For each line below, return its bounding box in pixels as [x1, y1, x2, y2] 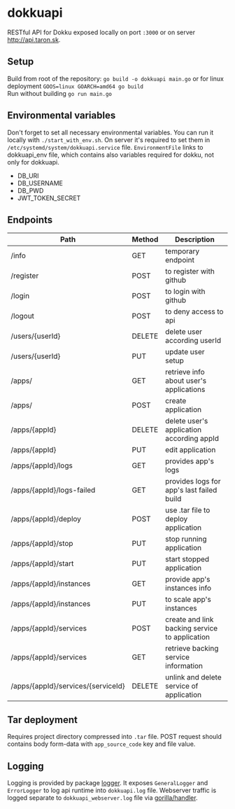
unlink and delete [165, 673, 222, 682]
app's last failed [165, 485, 218, 495]
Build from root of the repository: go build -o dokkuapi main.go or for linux [7, 74, 224, 83]
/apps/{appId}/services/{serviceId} [10, 681, 126, 691]
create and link [165, 614, 214, 624]
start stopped [165, 554, 210, 564]
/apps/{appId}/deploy [10, 514, 82, 524]
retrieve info [165, 367, 205, 377]
